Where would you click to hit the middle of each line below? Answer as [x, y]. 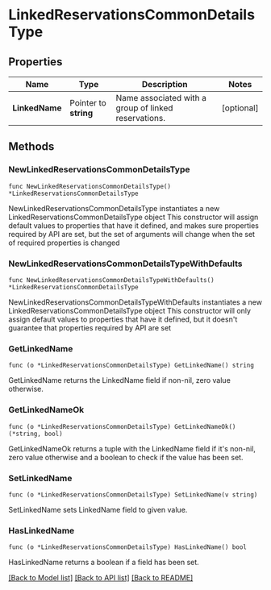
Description [165, 84]
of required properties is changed [64, 243]
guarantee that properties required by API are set [90, 327]
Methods [31, 147]
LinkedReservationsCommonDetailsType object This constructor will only [130, 310]
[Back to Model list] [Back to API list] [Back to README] [101, 578]
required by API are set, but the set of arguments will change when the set [132, 234]
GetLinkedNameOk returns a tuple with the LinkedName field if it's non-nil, [132, 448]
